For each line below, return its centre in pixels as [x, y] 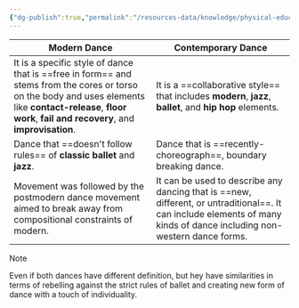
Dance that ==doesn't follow [73, 143]
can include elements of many [218, 214]
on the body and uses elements [79, 96]
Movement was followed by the [79, 186]
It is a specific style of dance [73, 62]
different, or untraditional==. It [218, 203]
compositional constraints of [73, 219]
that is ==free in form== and [73, 74]
